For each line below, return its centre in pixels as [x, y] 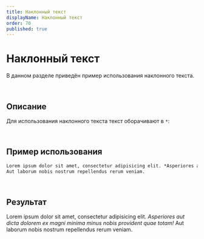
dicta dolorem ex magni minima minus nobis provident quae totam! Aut [95, 223]
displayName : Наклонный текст [45, 18]
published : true [27, 29]
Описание [26, 106]
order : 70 [19, 23]
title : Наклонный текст [36, 12]
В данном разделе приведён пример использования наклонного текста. [100, 76]
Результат [27, 202]
